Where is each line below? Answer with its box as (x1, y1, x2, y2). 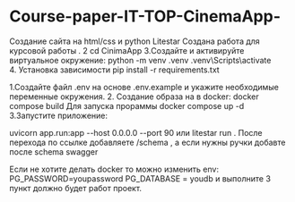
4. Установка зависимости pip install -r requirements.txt (9, 64, 220, 75)
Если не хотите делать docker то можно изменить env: (9, 164, 220, 174)
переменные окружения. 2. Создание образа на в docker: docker (9, 91, 260, 102)
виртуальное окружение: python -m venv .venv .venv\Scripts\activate (9, 55, 272, 65)
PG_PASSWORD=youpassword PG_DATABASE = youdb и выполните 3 (9, 173, 272, 184)
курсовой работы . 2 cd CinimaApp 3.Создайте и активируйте (9, 45, 245, 55)
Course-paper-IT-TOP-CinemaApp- (9, 6, 281, 27)
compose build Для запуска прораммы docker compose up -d (9, 100, 245, 111)
